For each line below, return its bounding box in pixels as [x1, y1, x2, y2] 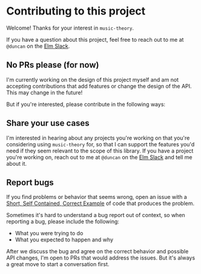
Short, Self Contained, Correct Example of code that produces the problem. [6, 200, 195, 207]
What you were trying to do [15, 230, 84, 237]
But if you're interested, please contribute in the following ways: [6, 100, 165, 108]
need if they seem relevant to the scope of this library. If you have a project [6, 147, 194, 154]
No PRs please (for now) [6, 60, 99, 70]
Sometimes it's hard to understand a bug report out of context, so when [6, 212, 186, 219]
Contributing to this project [6, 4, 146, 18]
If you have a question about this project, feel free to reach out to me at [6, 36, 184, 43]
